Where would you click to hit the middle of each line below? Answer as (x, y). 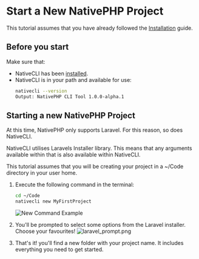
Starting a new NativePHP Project (71, 116)
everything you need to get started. (59, 249)
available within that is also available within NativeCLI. (73, 155)
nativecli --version (41, 91)
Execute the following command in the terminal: (75, 185)
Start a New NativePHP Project (85, 11)
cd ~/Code (28, 196)
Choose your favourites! (45, 231)
